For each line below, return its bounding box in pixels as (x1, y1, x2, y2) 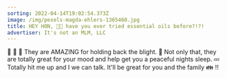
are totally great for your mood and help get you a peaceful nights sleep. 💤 (7, 55, 220, 64)
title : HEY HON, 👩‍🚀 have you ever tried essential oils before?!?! (7, 23, 205, 29)
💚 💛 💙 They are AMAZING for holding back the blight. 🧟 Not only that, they (7, 48, 217, 56)
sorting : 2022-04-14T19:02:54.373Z (7, 10, 109, 17)
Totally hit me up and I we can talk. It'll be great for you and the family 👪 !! (7, 63, 219, 72)
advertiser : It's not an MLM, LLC (7, 29, 107, 36)
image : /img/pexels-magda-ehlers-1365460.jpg (7, 16, 140, 23)
